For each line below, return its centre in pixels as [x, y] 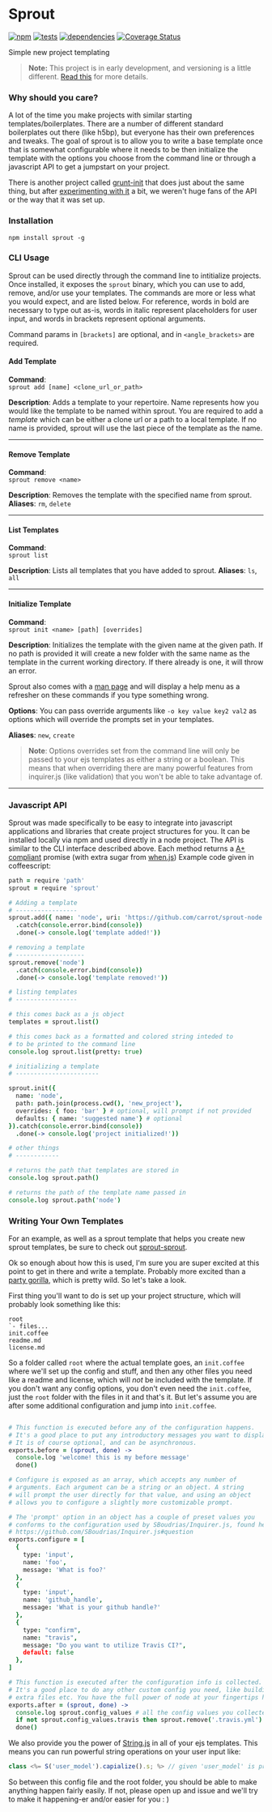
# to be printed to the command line [72, 1044]
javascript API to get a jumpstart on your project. [89, 167]
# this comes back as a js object [67, 1015]
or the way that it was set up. [57, 200]
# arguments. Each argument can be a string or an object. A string [126, 1488]
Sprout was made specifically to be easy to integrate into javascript [121, 823]
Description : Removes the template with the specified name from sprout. [130, 495]
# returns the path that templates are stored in [94, 1171]
